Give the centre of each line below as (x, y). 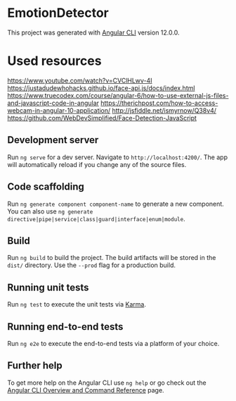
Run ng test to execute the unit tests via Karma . (77, 304)
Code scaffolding (46, 187)
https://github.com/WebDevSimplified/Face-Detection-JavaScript (102, 118)
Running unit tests (48, 287)
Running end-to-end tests (65, 327)
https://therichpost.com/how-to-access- (159, 103)
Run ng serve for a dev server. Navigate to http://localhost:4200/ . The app (118, 157)
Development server (53, 140)
